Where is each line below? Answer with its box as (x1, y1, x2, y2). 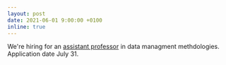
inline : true (7, 23, 46, 30)
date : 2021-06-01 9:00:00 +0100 (7, 17, 102, 24)
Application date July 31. (7, 50, 79, 58)
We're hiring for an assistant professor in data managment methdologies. (7, 43, 220, 51)
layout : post (7, 10, 46, 17)
